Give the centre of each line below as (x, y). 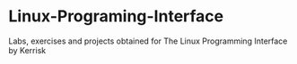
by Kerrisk (27, 50)
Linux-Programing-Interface (116, 16)
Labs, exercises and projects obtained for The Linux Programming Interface (148, 41)
